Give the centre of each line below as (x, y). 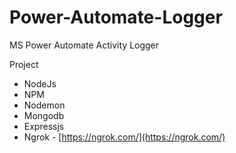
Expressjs (44, 126)
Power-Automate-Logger (116, 17)
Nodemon (44, 105)
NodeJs (40, 83)
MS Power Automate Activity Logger (84, 45)
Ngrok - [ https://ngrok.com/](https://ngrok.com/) (124, 137)
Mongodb (44, 115)
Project (24, 64)
